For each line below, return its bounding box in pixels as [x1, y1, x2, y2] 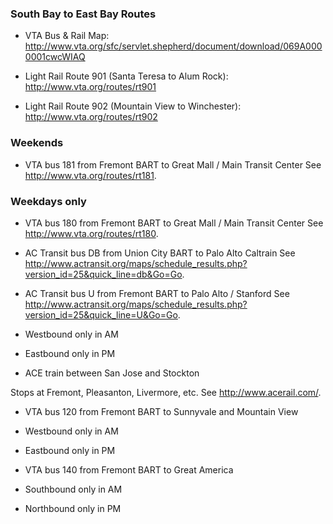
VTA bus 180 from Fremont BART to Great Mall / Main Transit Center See [24, 217, 324, 229]
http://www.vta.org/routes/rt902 [24, 111, 158, 123]
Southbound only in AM [24, 483, 123, 495]
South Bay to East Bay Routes [10, 7, 157, 21]
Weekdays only [10, 194, 87, 208]
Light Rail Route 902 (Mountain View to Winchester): [24, 100, 242, 112]
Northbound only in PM [24, 502, 122, 514]
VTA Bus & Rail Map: [24, 30, 110, 42]
